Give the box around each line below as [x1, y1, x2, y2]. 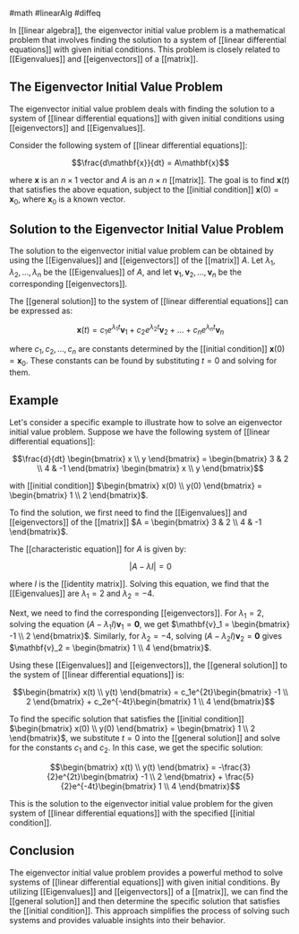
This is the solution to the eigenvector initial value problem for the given [9, 798, 273, 808]
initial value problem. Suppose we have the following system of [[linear [9, 426, 270, 437]
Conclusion [9, 843, 75, 859]
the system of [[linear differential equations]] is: [9, 669, 185, 680]
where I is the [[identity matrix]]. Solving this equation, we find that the [9, 578, 269, 589]
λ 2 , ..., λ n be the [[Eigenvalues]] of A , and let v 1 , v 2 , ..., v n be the [9, 266, 242, 280]
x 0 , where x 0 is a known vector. [9, 193, 126, 206]
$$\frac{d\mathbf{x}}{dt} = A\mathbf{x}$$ [71, 157, 230, 168]
